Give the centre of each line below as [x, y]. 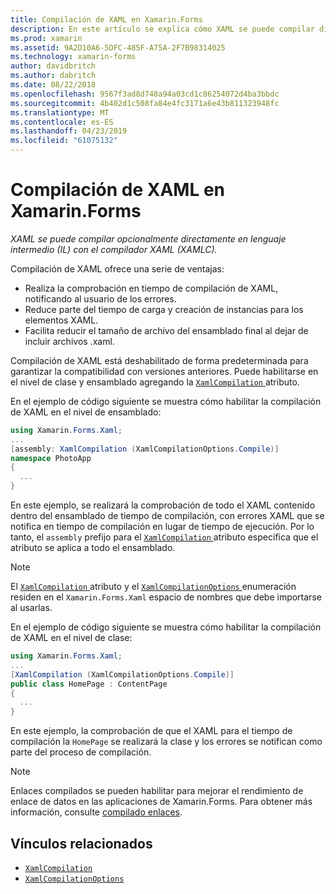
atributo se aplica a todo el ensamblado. [93, 548]
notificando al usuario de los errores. [100, 298]
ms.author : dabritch [53, 76]
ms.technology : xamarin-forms [73, 57]
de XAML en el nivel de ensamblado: [86, 412]
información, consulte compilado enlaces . [96, 812]
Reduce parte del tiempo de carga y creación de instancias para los [164, 309]
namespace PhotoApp [51, 458]
